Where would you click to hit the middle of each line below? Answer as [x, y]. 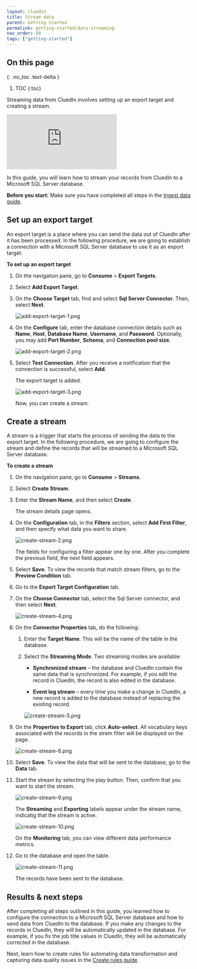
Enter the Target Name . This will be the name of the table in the [101, 639]
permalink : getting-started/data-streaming [61, 28]
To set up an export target [39, 264]
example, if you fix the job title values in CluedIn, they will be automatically [96, 936]
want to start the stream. [45, 786]
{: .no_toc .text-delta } [33, 76]
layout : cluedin [26, 11]
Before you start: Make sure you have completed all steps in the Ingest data [99, 195]
